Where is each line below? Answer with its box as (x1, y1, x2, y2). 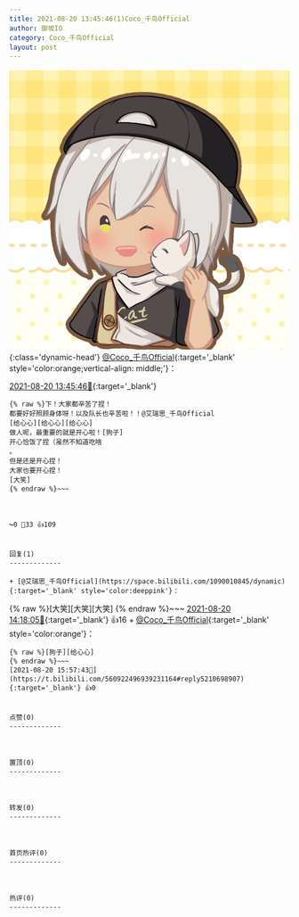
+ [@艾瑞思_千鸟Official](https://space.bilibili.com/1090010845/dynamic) (9, 577, 287, 586)
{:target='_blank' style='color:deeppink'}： (9, 587, 180, 596)
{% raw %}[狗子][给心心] (9, 648, 95, 657)
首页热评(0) (9, 848, 49, 858)
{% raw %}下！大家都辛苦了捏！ (9, 400, 112, 409)
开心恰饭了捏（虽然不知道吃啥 (9, 438, 102, 447)
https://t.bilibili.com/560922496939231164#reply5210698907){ (9, 674, 245, 684)
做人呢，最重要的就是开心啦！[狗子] (9, 428, 124, 437)
